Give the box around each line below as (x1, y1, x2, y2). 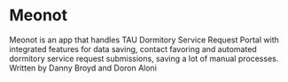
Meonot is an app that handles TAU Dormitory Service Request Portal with (9, 34, 279, 45)
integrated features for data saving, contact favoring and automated (9, 43, 257, 54)
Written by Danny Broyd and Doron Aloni (9, 63, 158, 73)
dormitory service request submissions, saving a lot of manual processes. (9, 53, 279, 63)
